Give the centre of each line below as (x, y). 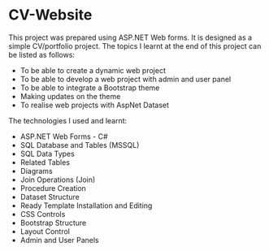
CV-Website (50, 15)
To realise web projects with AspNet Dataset (94, 105)
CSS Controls (43, 214)
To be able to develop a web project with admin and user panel (126, 79)
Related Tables (45, 162)
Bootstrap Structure (53, 223)
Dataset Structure (50, 197)
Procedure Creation (53, 188)
